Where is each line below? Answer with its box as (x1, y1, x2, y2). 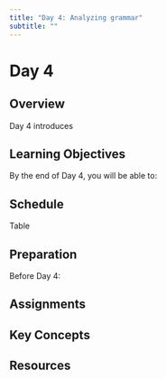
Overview (9, 97, 66, 112)
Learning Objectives (9, 146, 126, 162)
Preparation (9, 246, 78, 262)
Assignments (9, 297, 87, 312)
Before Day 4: (9, 270, 61, 281)
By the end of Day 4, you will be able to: (9, 171, 158, 181)
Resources (9, 358, 71, 374)
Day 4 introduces (9, 120, 74, 131)
